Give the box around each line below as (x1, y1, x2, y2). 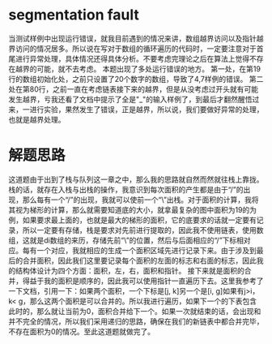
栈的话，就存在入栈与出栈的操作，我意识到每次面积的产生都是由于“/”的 (8, 184, 244, 194)
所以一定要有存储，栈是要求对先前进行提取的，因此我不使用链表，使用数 (22, 225, 264, 234)
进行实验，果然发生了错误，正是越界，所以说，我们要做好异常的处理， (29, 104, 264, 114)
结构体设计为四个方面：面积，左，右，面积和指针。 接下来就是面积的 (15, 265, 244, 275)
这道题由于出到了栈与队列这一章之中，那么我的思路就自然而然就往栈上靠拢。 (8, 174, 264, 184)
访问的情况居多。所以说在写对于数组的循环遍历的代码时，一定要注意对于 (15, 43, 257, 54)
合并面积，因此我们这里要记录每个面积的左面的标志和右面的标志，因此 (22, 256, 257, 265)
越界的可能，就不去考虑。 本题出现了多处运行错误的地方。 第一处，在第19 (15, 63, 261, 74)
